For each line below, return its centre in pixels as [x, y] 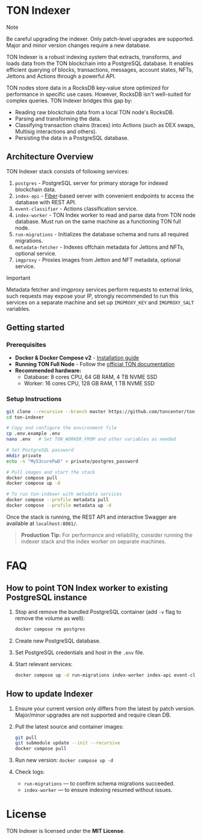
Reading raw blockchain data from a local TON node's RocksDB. [94, 112]
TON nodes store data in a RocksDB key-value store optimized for [88, 87]
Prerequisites [26, 345]
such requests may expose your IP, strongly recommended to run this [93, 296]
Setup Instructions [34, 399]
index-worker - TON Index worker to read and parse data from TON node [105, 215]
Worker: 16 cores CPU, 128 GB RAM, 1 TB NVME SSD [89, 384]
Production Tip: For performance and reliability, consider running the [107, 535]
